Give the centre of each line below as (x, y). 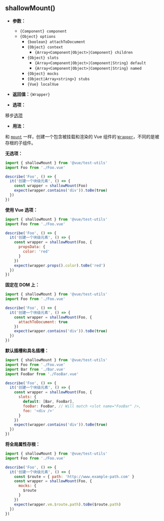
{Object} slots (43, 58)
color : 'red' (37, 252)
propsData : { (32, 247)
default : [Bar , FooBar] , (49, 402)
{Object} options (38, 36)
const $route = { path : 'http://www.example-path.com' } (74, 477)
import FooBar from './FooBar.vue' (42, 374)
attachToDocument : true (43, 322)
